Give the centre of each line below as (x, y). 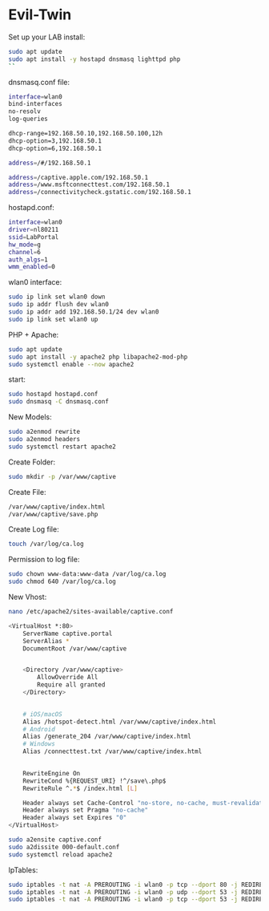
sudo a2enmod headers (44, 439)
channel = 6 (25, 252)
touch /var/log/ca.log (46, 544)
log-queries (28, 119)
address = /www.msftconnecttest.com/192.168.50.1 (89, 185)
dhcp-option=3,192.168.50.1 (55, 141)
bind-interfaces (35, 104)
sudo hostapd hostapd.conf (53, 395)
